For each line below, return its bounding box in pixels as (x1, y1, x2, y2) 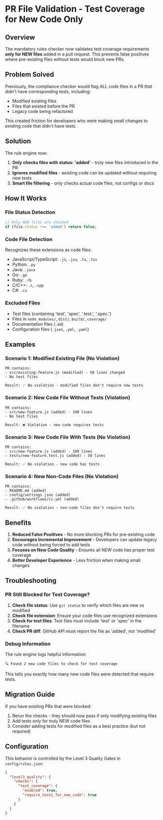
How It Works (5, 194, 47, 203)
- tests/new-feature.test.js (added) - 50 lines (5, 453, 106, 458)
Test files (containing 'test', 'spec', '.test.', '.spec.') (12, 311, 112, 317)
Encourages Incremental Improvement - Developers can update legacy (12, 537, 157, 542)
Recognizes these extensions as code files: (5, 247, 92, 253)
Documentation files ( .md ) (12, 321, 64, 327)
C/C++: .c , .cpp (12, 282, 44, 288)
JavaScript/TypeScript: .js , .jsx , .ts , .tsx (12, 257, 97, 262)
